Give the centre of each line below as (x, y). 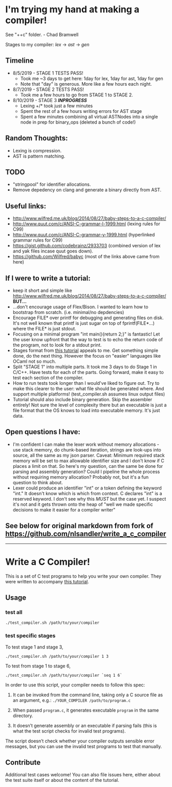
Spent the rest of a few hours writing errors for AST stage (81, 111)
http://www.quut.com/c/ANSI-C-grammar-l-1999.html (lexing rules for (86, 224)
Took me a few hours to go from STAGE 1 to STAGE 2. (77, 95)
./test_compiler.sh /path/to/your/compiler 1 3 (57, 656)
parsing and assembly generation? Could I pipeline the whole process (86, 471)
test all (14, 612)
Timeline (20, 61)
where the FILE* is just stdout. (45, 329)
